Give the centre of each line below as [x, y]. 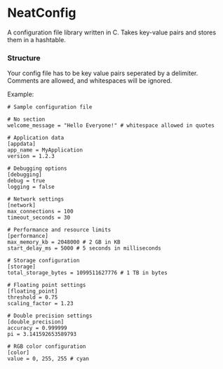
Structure [24, 58]
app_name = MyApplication [45, 150]
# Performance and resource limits [59, 230]
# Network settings [36, 199]
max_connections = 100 [40, 212]
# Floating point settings [47, 286]
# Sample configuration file [50, 107]
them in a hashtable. [37, 39]
